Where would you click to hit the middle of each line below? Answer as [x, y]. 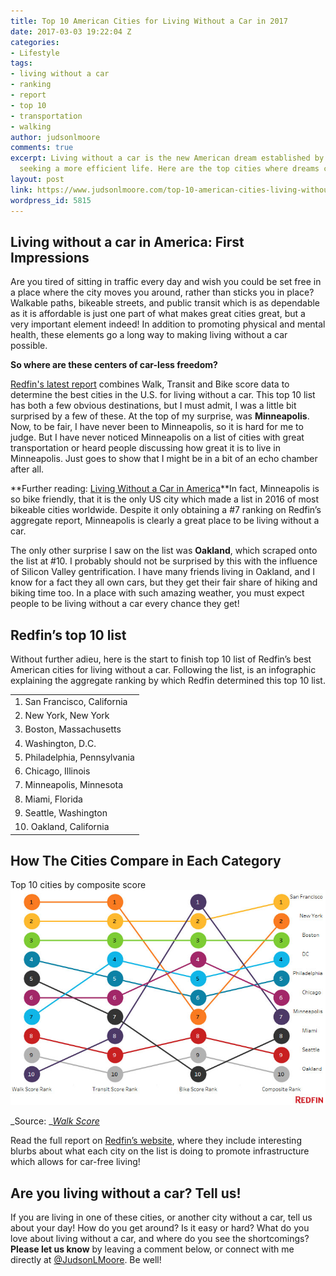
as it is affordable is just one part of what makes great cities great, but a [158, 314]
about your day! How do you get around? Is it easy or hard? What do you [160, 1227]
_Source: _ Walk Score [55, 1121]
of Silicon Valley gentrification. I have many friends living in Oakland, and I [162, 572]
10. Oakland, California [62, 827]
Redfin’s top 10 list [68, 635]
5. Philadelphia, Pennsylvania [74, 757]
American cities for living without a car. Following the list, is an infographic [163, 670]
